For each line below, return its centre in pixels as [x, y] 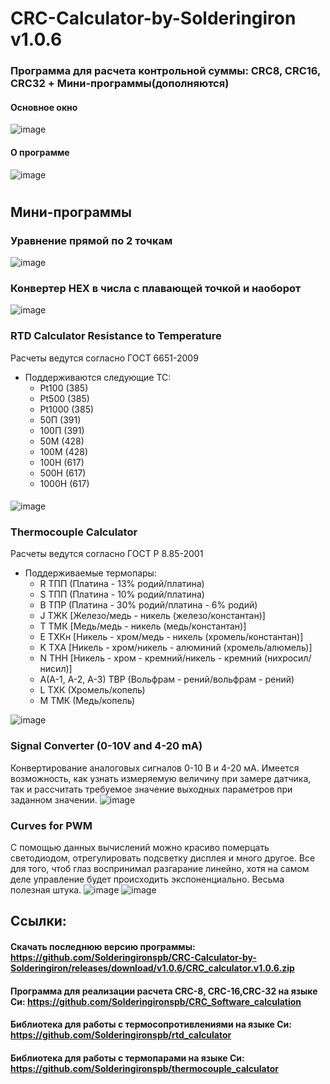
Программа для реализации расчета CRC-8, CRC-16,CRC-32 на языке [164, 991]
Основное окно [44, 107]
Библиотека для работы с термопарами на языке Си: [127, 1058]
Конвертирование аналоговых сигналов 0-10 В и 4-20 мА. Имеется [155, 768]
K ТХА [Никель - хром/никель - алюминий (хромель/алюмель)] [176, 648]
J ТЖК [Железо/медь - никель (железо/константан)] [152, 616]
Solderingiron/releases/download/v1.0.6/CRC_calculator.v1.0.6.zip [152, 968]
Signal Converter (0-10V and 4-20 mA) [106, 746]
